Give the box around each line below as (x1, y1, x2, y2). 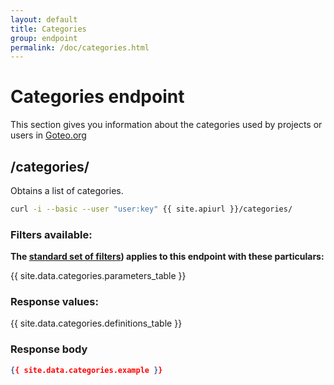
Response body (10, 342, 88, 356)
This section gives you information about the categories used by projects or (10, 119, 323, 131)
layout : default (10, 14, 78, 25)
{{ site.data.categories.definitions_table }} (10, 317, 183, 330)
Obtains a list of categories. (10, 185, 124, 196)
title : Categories (10, 24, 87, 34)
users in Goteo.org (10, 129, 87, 141)
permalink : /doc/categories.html (10, 42, 150, 53)
